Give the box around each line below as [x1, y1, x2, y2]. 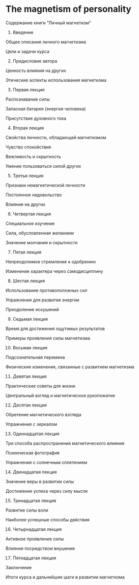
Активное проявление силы [5, 536, 64, 542]
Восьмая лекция [12, 344, 48, 351]
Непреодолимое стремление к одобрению [5, 258, 96, 264]
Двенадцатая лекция [12, 469, 57, 475]
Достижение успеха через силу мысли [5, 488, 88, 494]
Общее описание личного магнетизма [5, 38, 86, 45]
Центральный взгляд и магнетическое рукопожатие [5, 392, 115, 398]
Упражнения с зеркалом [5, 421, 57, 427]
